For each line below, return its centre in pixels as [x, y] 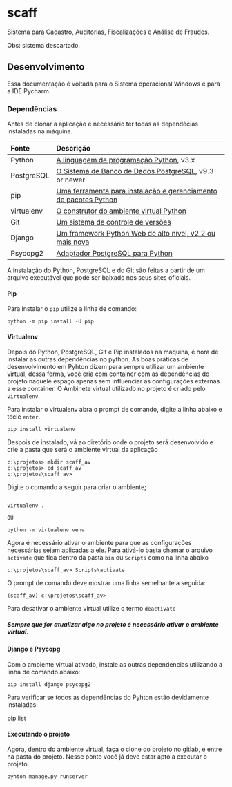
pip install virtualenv [41, 430]
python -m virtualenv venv [46, 530]
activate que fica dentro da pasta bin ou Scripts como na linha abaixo [108, 558]
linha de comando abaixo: [44, 672]
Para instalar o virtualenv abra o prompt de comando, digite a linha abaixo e [115, 410]
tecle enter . [23, 417]
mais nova [73, 242]
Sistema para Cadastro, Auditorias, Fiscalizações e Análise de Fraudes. [108, 32]
